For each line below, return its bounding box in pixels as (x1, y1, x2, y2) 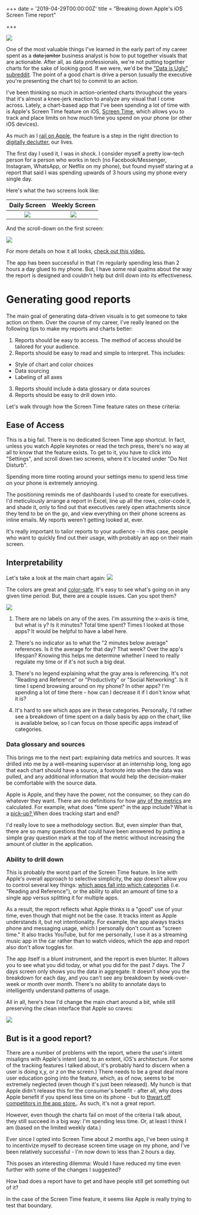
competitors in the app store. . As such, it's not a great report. (6, 1099, 156, 1106)
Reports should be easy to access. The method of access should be (14, 336, 182, 343)
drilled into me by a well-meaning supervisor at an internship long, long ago (6, 760, 191, 767)
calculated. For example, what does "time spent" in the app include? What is (6, 803, 193, 810)
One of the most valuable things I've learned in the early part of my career (6, 46, 188, 52)
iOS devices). (6, 120, 39, 128)
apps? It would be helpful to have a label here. (14, 627, 128, 634)
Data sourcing (14, 367, 49, 374)
